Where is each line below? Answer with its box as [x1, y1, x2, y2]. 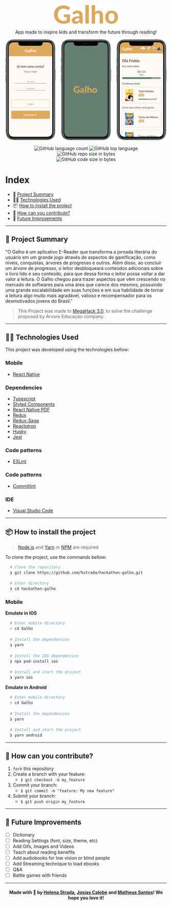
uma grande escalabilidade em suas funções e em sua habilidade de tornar [5, 287, 164, 293]
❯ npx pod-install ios [10, 659, 58, 664]
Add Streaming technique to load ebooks [12, 860, 99, 866]
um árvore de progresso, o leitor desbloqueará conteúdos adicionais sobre [5, 265, 163, 271]
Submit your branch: [12, 792, 56, 799]
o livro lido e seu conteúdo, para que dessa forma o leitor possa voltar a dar [5, 270, 165, 277]
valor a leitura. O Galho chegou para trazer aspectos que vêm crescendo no [5, 276, 165, 282]
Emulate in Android [5, 684, 47, 691]
